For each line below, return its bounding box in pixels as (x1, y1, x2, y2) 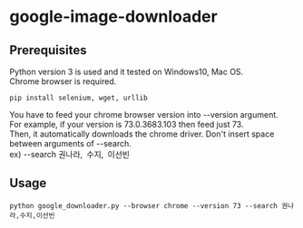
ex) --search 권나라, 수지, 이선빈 (9, 149, 130, 159)
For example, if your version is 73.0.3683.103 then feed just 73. (9, 119, 244, 129)
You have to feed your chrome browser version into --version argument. (9, 109, 279, 119)
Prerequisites (9, 43, 87, 58)
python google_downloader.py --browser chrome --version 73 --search (9, 201, 279, 210)
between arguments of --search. (9, 138, 132, 148)
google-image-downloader (9, 6, 218, 27)
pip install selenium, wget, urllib (9, 93, 148, 102)
